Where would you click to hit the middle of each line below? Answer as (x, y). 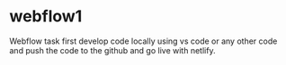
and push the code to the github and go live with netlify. (112, 50)
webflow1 (46, 16)
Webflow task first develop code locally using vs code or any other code (143, 41)
